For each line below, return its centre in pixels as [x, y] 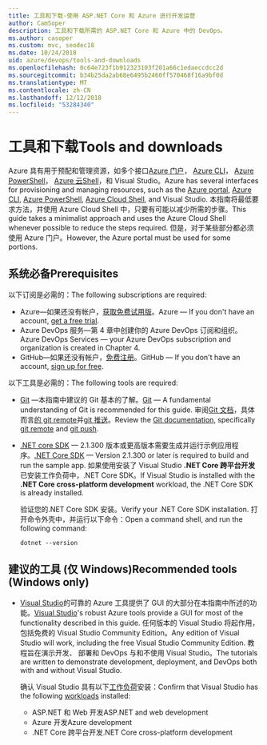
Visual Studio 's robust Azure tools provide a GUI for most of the [139, 612]
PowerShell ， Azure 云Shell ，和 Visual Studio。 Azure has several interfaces [133, 181]
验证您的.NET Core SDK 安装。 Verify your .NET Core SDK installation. [134, 509]
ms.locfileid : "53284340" [51, 105]
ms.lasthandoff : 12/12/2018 [55, 98]
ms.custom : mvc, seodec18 [51, 46]
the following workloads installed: [75, 695]
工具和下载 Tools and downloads [116, 147]
